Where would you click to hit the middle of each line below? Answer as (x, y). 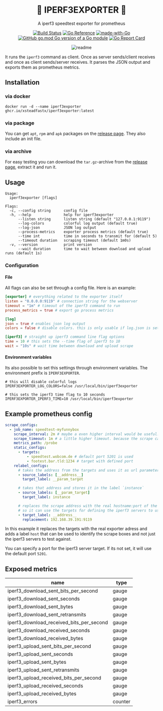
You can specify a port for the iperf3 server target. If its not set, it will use (78, 548)
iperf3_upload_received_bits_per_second (54, 678)
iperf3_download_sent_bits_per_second (53, 591)
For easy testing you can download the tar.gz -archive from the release (76, 162)
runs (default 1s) (24, 253)
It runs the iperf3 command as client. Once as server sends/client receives (80, 57)
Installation (22, 82)
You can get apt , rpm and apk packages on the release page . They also (75, 133)
